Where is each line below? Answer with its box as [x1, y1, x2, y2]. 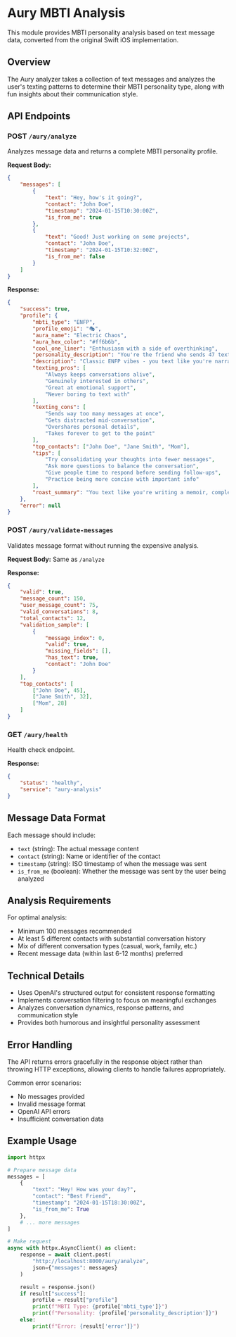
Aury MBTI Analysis [7, 5, 126, 21]
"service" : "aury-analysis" [20, 786, 102, 793]
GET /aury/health [7, 729, 68, 739]
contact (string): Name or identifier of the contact [17, 852, 161, 860]
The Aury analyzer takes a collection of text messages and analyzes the [7, 75, 216, 83]
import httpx [7, 1153, 46, 1161]
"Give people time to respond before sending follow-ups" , [44, 470, 221, 477]
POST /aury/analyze [7, 132, 77, 142]
